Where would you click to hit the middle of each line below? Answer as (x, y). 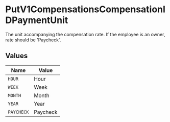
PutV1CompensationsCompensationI (86, 9)
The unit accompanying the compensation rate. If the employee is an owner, (85, 34)
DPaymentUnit (37, 20)
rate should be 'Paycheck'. (33, 40)
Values (17, 56)
